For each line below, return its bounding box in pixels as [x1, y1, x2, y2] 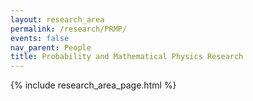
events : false [10, 33, 70, 43]
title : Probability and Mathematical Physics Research [10, 52, 244, 62]
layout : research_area [10, 14, 105, 25]
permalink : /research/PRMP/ [10, 24, 128, 34]
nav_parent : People [10, 42, 92, 53]
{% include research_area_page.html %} [10, 79, 177, 91]
